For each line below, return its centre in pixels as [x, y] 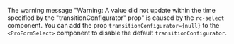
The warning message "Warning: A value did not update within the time [112, 10]
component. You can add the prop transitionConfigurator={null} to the [113, 25]
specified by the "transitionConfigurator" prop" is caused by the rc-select [116, 18]
